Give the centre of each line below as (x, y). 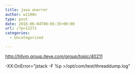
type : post (16, 19)
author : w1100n (21, 14)
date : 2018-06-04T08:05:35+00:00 (40, 24)
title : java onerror (27, 10)
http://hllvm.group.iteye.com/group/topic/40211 (54, 56)
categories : (17, 33)
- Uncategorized (26, 38)
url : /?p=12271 (21, 28)
